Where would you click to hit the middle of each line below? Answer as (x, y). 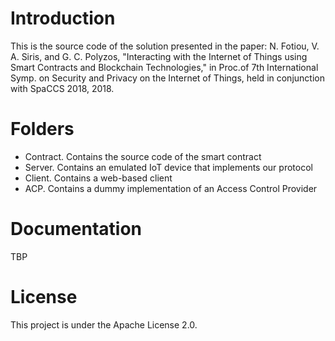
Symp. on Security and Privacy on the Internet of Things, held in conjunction (167, 78)
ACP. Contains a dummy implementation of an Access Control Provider (171, 188)
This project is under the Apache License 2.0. (104, 324)
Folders (42, 129)
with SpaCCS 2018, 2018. (62, 88)
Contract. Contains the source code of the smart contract (143, 156)
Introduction (63, 18)
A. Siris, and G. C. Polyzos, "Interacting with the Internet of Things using (159, 56)
